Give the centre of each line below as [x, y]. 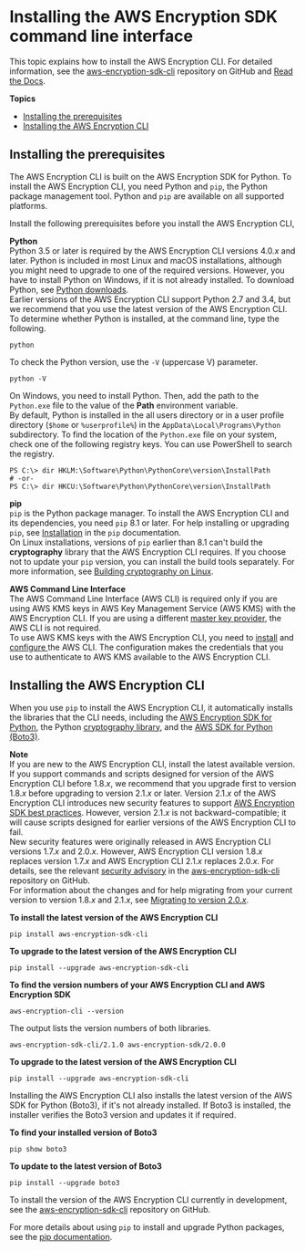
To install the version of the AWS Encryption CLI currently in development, [148, 1199]
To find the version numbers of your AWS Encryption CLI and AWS [137, 985]
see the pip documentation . [61, 1236]
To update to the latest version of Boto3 [86, 1166]
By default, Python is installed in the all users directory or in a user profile [147, 415]
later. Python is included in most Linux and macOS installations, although [146, 260]
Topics [23, 99]
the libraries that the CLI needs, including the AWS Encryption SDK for [141, 717]
